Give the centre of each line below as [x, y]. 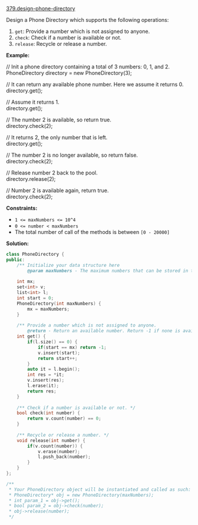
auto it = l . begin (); [54, 369]
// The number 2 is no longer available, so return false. [72, 155]
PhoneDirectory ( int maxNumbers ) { [59, 303]
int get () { [31, 336]
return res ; [42, 391]
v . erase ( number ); [59, 451]
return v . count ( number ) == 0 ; [64, 419]
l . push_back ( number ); [64, 457]
